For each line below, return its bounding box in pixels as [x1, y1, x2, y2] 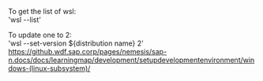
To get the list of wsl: [8, 7, 77, 16]
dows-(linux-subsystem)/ [8, 64, 91, 73]
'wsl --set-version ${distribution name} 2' [8, 39, 144, 48]
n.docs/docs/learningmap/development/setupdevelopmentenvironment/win [8, 55, 255, 64]
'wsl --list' [8, 15, 42, 24]
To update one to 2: [8, 31, 73, 39]
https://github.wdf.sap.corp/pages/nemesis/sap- [8, 47, 167, 56]
